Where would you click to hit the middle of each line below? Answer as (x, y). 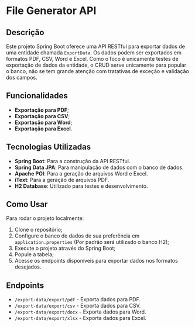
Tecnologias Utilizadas (49, 147)
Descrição (25, 32)
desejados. (28, 267)
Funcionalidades (37, 96)
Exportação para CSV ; (42, 116)
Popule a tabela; (34, 254)
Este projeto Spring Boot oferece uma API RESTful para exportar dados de (96, 46)
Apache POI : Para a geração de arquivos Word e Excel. (81, 173)
